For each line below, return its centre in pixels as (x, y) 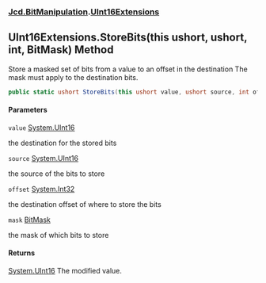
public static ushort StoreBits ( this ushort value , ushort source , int (129, 92)
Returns (22, 253)
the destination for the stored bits (63, 143)
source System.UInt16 (44, 158)
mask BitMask (30, 220)
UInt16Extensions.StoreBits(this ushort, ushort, (128, 38)
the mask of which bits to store (59, 235)
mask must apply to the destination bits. (73, 77)
